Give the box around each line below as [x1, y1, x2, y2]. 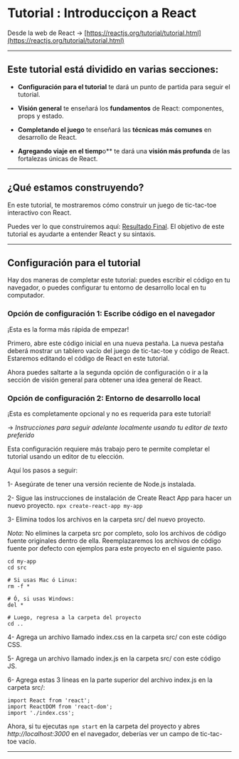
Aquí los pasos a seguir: [7, 466, 78, 474]
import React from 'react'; [7, 697, 91, 704]
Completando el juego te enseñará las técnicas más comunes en [17, 125, 212, 133]
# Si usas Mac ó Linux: [7, 576, 78, 584]
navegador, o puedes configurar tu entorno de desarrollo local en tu [7, 283, 206, 292]
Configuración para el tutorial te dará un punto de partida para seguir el [17, 82, 230, 91]
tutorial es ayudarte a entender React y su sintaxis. [7, 230, 156, 238]
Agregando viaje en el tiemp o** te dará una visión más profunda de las [17, 146, 230, 155]
